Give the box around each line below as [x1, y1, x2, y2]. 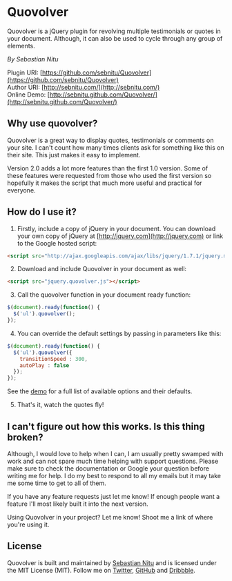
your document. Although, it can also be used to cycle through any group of [7, 34, 223, 42]
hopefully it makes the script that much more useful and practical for [7, 179, 202, 187]
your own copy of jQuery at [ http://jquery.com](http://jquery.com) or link [17, 232, 223, 240]
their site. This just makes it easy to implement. [7, 150, 141, 159]
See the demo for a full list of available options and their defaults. [7, 387, 193, 395]
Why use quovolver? [7, 118, 98, 130]
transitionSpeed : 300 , [19, 355, 88, 362]
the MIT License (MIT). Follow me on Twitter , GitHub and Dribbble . [7, 566, 195, 574]
